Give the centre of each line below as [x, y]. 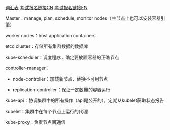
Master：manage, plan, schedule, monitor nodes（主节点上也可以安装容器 [83, 18]
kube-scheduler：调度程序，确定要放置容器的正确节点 [62, 57]
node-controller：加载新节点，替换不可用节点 [60, 79]
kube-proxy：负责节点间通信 [35, 122]
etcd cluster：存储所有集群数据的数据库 [47, 46]
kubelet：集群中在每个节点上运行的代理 [47, 111]
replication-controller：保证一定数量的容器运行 [62, 90]
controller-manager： [28, 68]
